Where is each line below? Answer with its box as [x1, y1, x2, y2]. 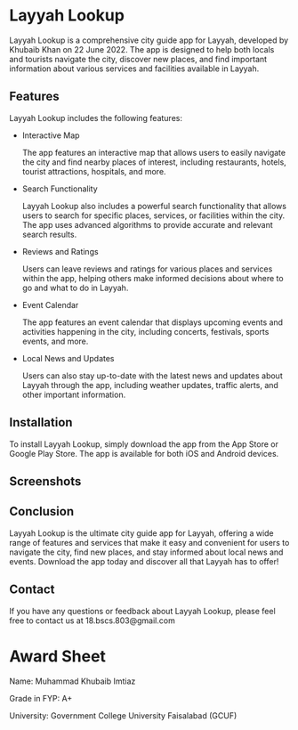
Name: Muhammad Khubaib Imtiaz [9, 676, 136, 686]
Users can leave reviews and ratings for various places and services [21, 264, 273, 274]
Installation [9, 415, 73, 430]
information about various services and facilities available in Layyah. [9, 63, 260, 74]
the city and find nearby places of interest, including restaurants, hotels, [21, 157, 286, 167]
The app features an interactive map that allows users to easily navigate [21, 147, 286, 158]
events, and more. [21, 336, 89, 346]
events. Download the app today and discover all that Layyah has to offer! [9, 556, 279, 566]
